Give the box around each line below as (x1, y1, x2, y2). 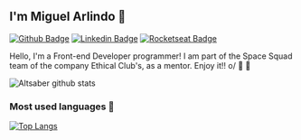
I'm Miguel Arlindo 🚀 (9, 9, 127, 24)
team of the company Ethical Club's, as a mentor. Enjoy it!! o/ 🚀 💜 (9, 60, 251, 70)
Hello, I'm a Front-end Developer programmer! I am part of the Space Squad (9, 51, 293, 61)
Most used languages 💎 (9, 100, 115, 113)
